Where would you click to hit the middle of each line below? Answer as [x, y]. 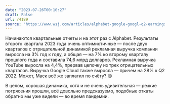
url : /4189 [17, 19]
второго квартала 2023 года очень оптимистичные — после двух [76, 44]
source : [13, 24]
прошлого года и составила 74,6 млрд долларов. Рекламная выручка [80, 60]
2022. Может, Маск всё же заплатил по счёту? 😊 [59, 76]
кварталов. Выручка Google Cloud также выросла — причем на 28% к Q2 [85, 71]
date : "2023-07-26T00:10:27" [36, 10]
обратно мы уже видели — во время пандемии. [57, 96]
